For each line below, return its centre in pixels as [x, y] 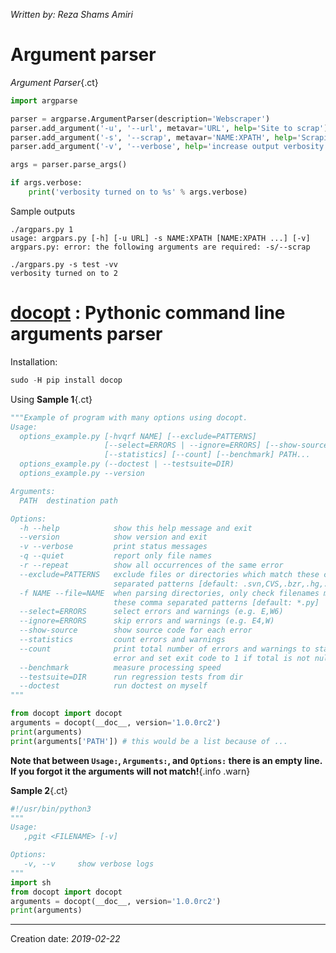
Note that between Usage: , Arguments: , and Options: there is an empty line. [166, 760]
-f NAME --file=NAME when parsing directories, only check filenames [169, 593]
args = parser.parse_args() [69, 165]
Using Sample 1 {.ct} [51, 399]
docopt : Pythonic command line [148, 313]
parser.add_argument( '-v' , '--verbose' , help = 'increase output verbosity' [169, 147]
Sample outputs [43, 211]
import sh [31, 882]
